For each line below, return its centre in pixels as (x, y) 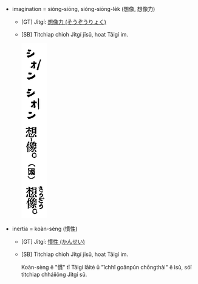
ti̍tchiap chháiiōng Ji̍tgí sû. (54, 274)
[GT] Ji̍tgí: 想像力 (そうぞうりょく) (63, 22)
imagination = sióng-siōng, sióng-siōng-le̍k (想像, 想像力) (84, 9)
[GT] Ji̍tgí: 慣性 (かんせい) (53, 242)
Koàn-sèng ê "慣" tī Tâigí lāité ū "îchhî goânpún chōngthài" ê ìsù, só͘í (106, 267)
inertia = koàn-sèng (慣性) (45, 229)
